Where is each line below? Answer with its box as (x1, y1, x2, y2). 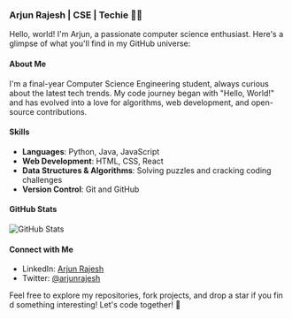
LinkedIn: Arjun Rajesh (21, 263, 104, 274)
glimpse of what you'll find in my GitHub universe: (9, 38, 191, 49)
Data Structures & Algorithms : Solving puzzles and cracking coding (21, 164, 272, 176)
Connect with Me (9, 244, 73, 254)
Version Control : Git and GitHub (21, 184, 140, 194)
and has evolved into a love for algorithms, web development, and (9, 97, 250, 108)
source (9, 106, 35, 117)
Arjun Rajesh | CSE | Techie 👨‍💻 (9, 9, 143, 21)
